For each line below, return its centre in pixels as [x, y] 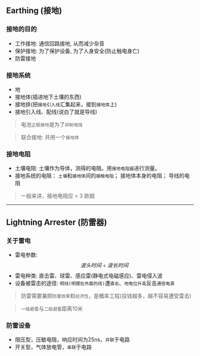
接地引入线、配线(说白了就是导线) [56, 112]
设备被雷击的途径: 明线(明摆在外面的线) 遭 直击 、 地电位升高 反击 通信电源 [94, 283]
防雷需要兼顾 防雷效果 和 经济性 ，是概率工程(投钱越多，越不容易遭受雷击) [106, 296]
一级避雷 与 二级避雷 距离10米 [52, 308]
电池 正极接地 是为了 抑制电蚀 [51, 124]
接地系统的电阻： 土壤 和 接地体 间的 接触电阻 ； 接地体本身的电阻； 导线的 [99, 176]
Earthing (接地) [34, 11]
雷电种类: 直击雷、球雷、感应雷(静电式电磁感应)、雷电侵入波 [88, 275]
